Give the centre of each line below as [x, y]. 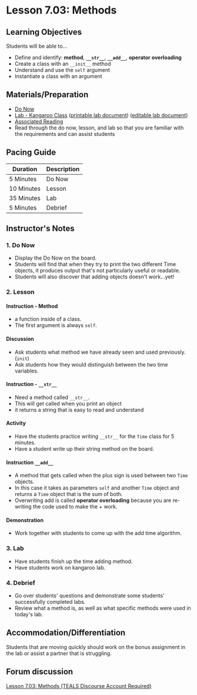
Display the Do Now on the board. [56, 258]
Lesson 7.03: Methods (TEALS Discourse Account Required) [79, 686]
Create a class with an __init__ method [63, 64]
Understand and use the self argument [62, 70]
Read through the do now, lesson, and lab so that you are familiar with [99, 128]
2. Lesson [20, 292]
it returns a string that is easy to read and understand [79, 410]
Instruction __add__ [30, 462]
